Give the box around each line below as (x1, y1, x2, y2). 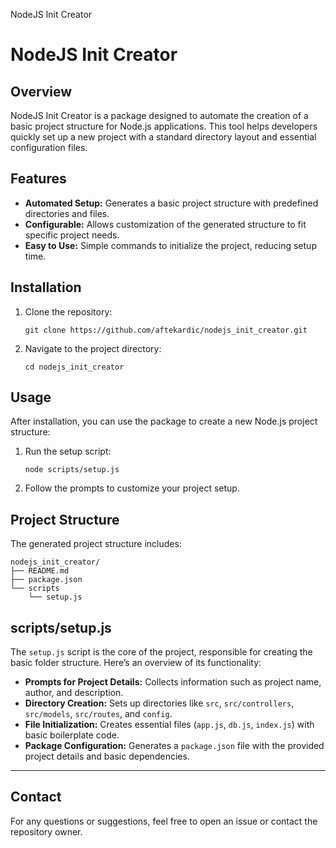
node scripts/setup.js (24, 465, 120, 475)
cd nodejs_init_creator (24, 362, 125, 372)
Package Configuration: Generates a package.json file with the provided (24, 740, 325, 752)
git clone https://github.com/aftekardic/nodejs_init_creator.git (24, 325, 308, 335)
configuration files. (10, 142, 88, 153)
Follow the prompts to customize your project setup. (24, 482, 240, 494)
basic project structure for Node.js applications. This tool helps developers (10, 120, 318, 132)
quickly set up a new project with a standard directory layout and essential (10, 131, 317, 143)
